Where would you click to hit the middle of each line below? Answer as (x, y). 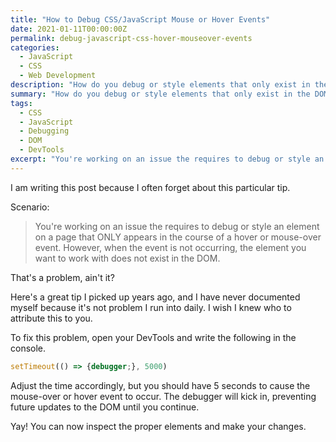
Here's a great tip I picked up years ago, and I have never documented (155, 297)
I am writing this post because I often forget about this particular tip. (150, 187)
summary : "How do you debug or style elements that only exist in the (160, 94)
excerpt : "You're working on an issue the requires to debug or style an (167, 159)
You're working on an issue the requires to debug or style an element (177, 226)
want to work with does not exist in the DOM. (127, 258)
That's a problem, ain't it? (62, 277)
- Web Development (58, 76)
